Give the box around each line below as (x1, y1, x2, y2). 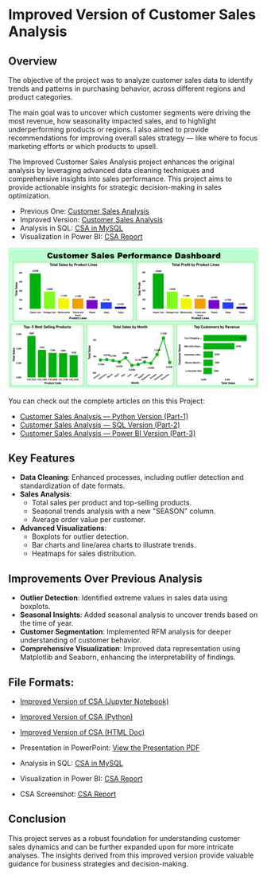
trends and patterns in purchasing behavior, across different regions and (8, 84, 246, 93)
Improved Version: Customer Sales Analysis (19, 215, 164, 224)
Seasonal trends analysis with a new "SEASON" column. (31, 506, 216, 516)
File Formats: (8, 675, 75, 689)
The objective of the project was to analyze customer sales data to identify (8, 76, 253, 84)
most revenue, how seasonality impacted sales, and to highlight (8, 116, 217, 125)
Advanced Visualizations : (19, 524, 107, 533)
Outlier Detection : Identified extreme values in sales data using (19, 593, 228, 603)
